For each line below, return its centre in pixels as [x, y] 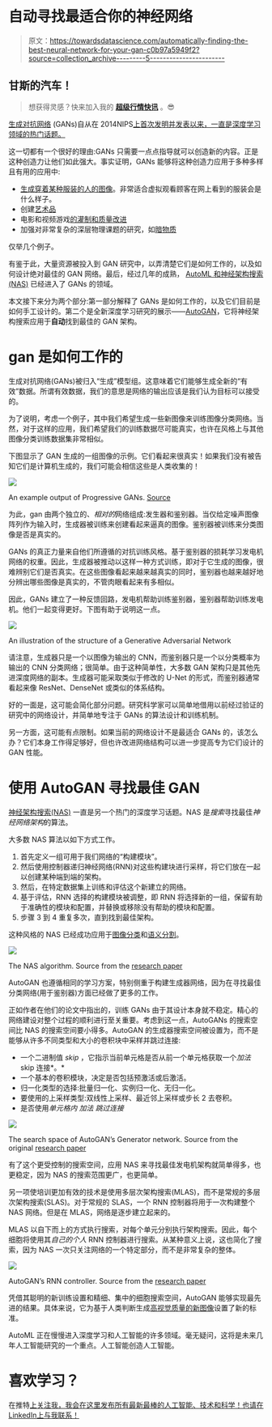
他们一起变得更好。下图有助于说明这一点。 [93, 609]
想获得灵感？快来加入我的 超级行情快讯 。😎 [102, 107]
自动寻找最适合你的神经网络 [101, 17]
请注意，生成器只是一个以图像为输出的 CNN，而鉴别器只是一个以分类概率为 [134, 657]
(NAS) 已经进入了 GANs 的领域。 [63, 283]
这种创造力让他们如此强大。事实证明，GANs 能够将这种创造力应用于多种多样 [136, 161]
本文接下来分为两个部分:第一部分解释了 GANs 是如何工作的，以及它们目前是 [134, 301]
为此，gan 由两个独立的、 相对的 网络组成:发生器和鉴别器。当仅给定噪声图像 [134, 514]
